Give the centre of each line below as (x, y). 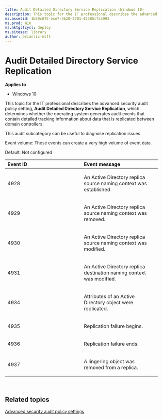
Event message (102, 164)
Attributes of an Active (109, 296)
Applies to (16, 84)
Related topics (27, 400)
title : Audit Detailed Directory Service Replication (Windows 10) (75, 9)
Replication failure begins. (114, 326)
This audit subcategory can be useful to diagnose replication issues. (73, 133)
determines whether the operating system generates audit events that (75, 113)
